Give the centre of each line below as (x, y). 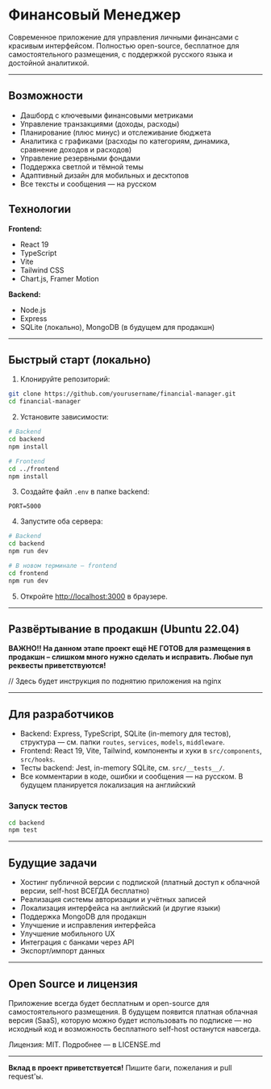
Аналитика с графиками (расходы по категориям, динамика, (125, 141)
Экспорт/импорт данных (63, 951)
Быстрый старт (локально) (80, 359)
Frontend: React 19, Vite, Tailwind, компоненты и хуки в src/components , (141, 751)
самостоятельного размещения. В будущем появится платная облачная (133, 1012)
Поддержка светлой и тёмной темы (81, 166)
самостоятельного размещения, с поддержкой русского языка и (121, 54)
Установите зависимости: (64, 417)
